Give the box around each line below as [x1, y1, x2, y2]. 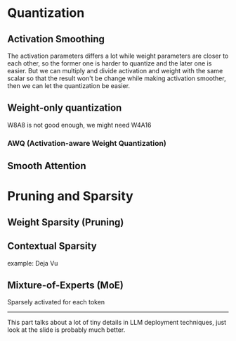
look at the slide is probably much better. [7, 325, 126, 334]
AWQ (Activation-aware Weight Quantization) [7, 138, 166, 148]
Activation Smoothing [7, 33, 105, 45]
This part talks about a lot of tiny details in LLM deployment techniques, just [7, 318, 227, 327]
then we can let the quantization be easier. [7, 82, 131, 89]
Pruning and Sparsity [7, 188, 133, 204]
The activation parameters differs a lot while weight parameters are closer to [7, 51, 229, 60]
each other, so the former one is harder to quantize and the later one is [7, 59, 212, 68]
